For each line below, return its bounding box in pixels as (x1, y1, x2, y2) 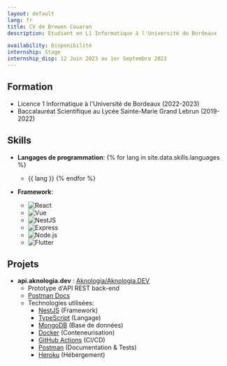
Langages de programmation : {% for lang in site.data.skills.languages (17, 153, 220, 161)
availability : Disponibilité (7, 43, 92, 49)
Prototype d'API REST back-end (27, 284, 120, 293)
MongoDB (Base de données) (38, 321, 124, 330)
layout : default (7, 10, 54, 17)
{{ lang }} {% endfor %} (27, 174, 96, 182)
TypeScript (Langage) (38, 314, 101, 322)
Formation (7, 81, 53, 93)
